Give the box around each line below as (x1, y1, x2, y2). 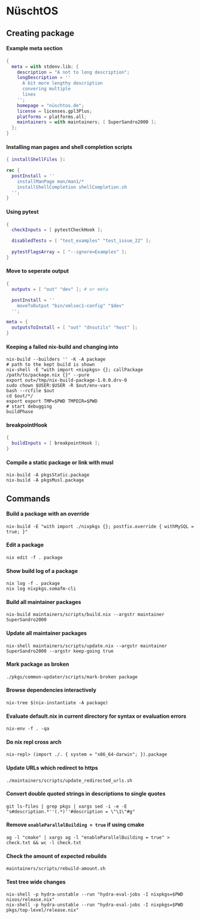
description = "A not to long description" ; (17, 69, 130, 75)
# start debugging (6, 404, 52, 410)
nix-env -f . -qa (6, 726, 50, 732)
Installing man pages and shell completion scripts (6, 143, 133, 150)
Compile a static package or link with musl (6, 459, 114, 466)
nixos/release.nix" (6, 897, 55, 903)
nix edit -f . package (6, 555, 63, 561)
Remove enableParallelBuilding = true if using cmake (6, 821, 145, 829)
